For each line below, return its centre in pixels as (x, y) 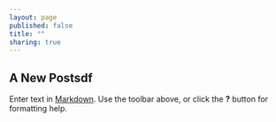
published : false (41, 26)
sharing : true (35, 42)
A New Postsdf (51, 77)
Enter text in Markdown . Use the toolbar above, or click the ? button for (138, 99)
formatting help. (38, 109)
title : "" (27, 34)
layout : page (33, 17)
